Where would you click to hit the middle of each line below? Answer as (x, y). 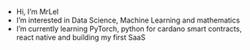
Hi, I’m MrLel (37, 12)
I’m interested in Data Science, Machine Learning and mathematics (128, 20)
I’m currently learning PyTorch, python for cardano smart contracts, (129, 29)
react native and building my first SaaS (81, 37)
